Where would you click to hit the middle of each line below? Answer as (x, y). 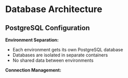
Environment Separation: (32, 40)
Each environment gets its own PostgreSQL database (68, 50)
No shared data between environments (53, 60)
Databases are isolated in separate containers (60, 55)
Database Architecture (54, 9)
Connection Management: (33, 70)
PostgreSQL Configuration (48, 28)
